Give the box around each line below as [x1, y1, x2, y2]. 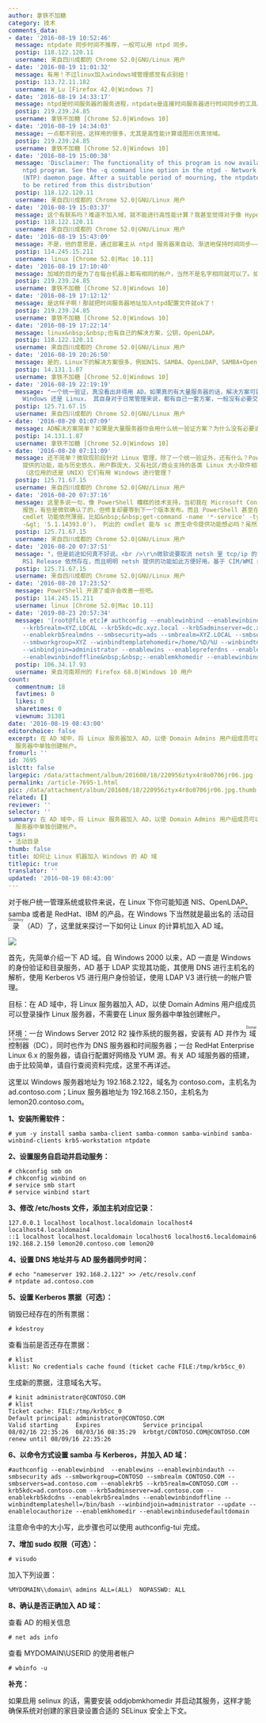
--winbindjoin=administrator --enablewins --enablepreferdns [22, 646, 228, 654]
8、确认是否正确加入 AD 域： [8, 1601, 103, 1610]
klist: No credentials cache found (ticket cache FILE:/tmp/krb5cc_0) [8, 1363, 246, 1371]
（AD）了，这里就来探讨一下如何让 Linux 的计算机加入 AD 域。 [23, 921, 228, 931]
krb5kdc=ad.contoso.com [8, 1487, 87, 1495]
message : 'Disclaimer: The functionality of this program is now [15, 159, 236, 167]
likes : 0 [15, 697, 44, 706]
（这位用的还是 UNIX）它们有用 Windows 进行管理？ [22, 469, 173, 477]
